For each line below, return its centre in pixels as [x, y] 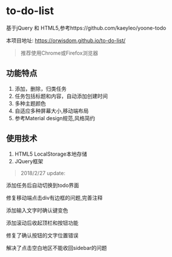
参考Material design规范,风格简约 [55, 118]
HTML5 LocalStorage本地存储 [51, 154]
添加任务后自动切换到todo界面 [43, 185]
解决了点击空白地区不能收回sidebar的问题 [57, 248]
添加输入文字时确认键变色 [37, 210]
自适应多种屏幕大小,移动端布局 [52, 111]
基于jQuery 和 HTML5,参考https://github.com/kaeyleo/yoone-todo [86, 28]
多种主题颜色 [30, 103]
